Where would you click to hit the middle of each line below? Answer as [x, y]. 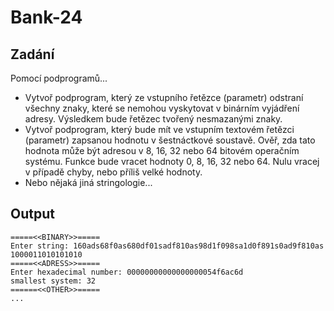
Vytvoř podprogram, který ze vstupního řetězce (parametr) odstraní [164, 97]
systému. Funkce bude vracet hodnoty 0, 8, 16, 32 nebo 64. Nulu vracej [172, 161]
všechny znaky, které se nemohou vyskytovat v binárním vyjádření [162, 108]
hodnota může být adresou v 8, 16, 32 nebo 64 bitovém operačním [162, 150]
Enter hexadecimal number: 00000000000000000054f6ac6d [127, 272]
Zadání [32, 54]
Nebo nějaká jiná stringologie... [88, 182]
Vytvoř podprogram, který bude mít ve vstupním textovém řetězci [159, 129]
